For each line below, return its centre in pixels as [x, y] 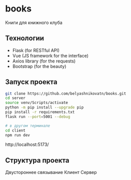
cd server [15, 98]
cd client [15, 130]
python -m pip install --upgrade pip [44, 107]
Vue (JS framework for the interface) [50, 55]
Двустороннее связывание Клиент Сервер [51, 172]
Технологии [24, 38]
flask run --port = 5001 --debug [38, 116]
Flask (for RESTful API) [36, 50]
